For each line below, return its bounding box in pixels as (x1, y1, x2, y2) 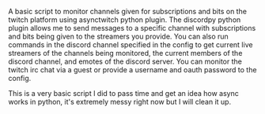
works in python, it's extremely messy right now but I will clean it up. (8, 97, 232, 106)
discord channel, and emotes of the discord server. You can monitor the (8, 57, 243, 66)
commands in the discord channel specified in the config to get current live (8, 40, 253, 50)
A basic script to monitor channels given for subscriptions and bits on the (8, 7, 248, 16)
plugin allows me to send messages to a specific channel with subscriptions (8, 24, 256, 32)
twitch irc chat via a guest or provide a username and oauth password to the (8, 65, 257, 74)
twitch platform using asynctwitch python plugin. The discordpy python (8, 15, 241, 24)
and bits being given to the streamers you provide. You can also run (8, 31, 229, 41)
